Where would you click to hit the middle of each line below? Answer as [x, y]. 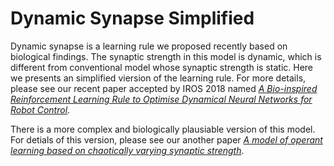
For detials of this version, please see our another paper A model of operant [166, 139]
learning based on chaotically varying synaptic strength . [127, 150]
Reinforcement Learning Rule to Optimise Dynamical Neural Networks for [161, 99]
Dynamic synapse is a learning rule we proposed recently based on [149, 46]
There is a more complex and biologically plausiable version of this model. [163, 129]
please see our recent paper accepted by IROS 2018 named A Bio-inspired [164, 88]
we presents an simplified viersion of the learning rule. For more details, [158, 78]
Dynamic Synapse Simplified [132, 18]
